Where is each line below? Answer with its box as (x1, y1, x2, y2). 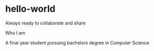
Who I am (5, 30, 25, 36)
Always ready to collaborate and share (5, 20, 86, 26)
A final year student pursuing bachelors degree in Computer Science (5, 39, 149, 46)
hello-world (5, 3, 56, 15)
